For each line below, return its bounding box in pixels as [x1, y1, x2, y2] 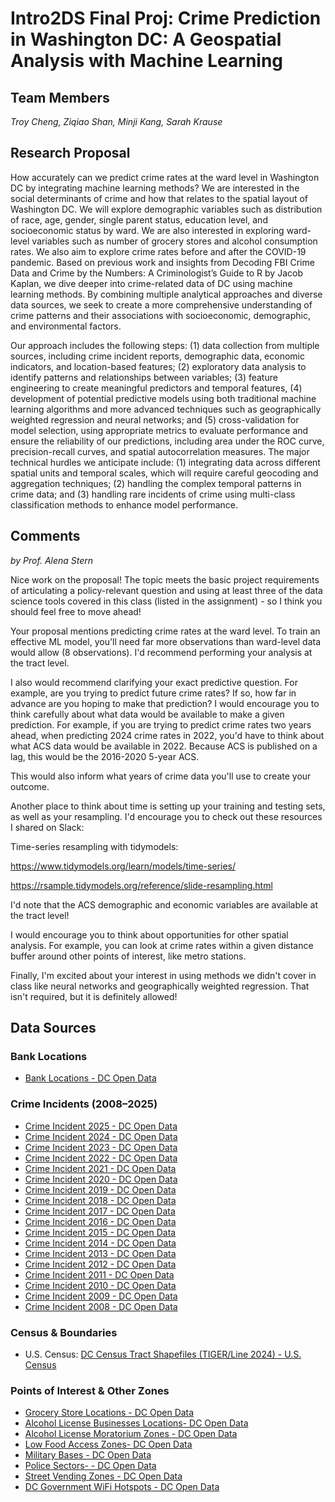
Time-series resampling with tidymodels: [10, 840, 179, 852]
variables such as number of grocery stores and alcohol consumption [31, 235, 318, 247]
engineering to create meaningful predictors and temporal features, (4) [10, 382, 303, 394]
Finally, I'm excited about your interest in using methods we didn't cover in [10, 969, 317, 981]
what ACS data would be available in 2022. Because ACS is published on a [10, 740, 318, 752]
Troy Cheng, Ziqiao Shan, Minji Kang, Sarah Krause [10, 116, 223, 127]
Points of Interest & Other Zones [10, 1383, 170, 1397]
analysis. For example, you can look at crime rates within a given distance [10, 939, 314, 951]
